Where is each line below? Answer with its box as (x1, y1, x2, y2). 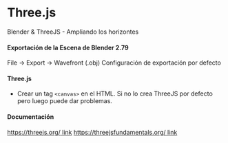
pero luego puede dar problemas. (17, 97, 112, 105)
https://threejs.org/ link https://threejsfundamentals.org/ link (7, 128, 178, 136)
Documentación (7, 112, 54, 121)
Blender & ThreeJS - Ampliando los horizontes (7, 27, 139, 36)
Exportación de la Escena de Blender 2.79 (7, 43, 129, 52)
